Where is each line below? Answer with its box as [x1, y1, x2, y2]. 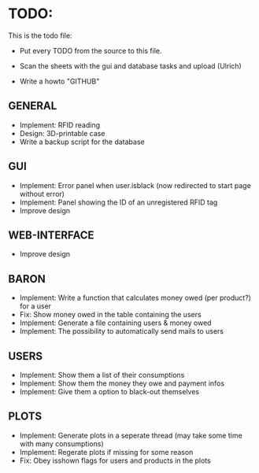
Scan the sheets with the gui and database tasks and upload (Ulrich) [19, 61, 242, 71]
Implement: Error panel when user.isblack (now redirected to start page [19, 180, 252, 190]
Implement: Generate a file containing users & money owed [19, 318, 212, 327]
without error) [19, 189, 65, 198]
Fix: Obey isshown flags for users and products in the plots [19, 456, 211, 465]
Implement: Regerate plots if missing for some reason [19, 447, 194, 456]
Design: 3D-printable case [19, 128, 105, 138]
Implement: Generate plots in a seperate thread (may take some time [19, 431, 242, 440]
